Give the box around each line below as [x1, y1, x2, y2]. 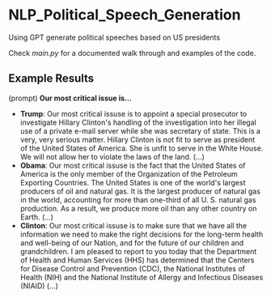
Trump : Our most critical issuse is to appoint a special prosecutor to [19, 109, 248, 118]
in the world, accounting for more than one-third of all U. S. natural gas [19, 194, 256, 204]
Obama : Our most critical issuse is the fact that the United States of [19, 160, 246, 170]
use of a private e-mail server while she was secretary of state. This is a [19, 126, 261, 135]
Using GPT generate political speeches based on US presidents [8, 32, 221, 42]
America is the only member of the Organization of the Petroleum [19, 168, 238, 179]
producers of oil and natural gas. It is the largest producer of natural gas [19, 186, 261, 196]
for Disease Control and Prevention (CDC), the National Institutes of [19, 263, 245, 273]
